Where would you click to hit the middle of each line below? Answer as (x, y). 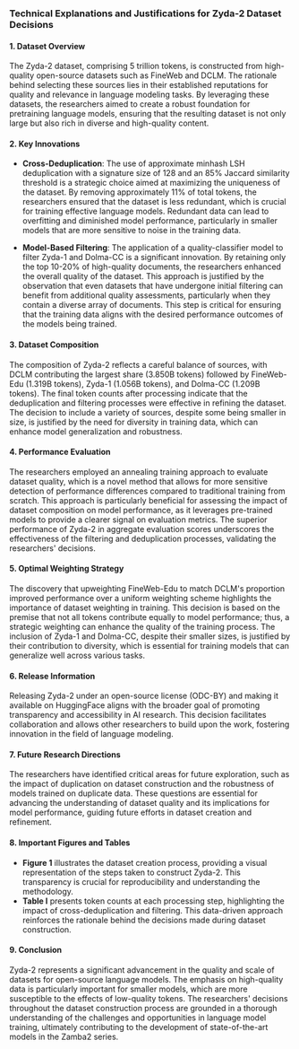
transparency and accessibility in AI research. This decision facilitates (138, 715)
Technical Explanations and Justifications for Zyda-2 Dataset (145, 13)
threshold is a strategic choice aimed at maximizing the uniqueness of (151, 183)
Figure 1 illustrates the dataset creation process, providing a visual (145, 862)
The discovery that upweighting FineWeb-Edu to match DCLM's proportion (147, 588)
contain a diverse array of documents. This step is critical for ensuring (152, 305)
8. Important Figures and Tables (70, 843)
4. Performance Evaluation (60, 452)
